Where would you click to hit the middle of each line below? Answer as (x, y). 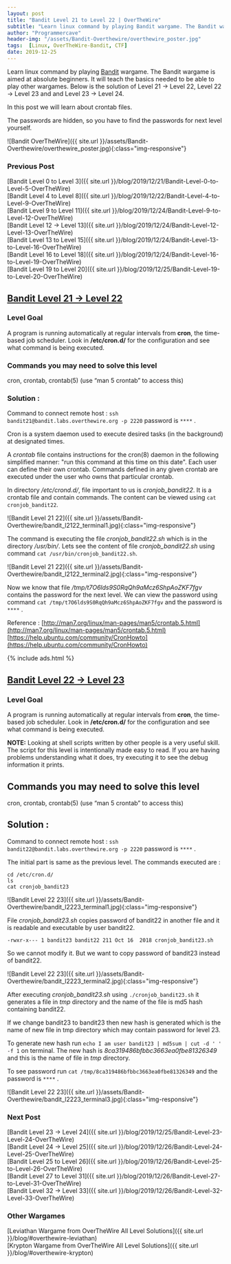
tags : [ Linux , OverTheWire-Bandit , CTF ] (67, 46)
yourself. (20, 128)
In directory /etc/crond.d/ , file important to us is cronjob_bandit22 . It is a (109, 490)
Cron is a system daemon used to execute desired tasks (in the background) (115, 434)
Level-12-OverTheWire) (40, 218)
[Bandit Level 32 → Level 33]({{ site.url (62, 1191)
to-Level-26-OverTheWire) (45, 1169)
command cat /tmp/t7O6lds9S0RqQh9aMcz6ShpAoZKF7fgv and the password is (114, 602)
